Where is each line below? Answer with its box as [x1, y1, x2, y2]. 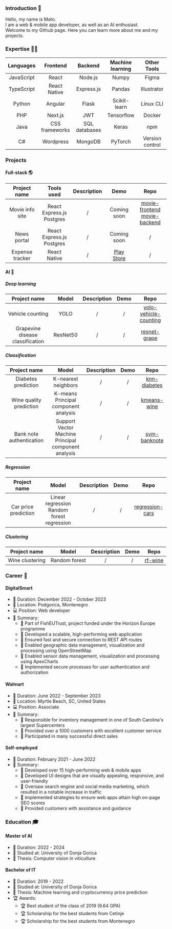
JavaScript [8, 74, 35, 81]
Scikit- [112, 97, 130, 104]
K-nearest [53, 375, 78, 383]
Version [143, 134, 162, 142]
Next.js [47, 111, 64, 118]
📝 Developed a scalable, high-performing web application [20, 631, 142, 638]
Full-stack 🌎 [5, 169, 33, 176]
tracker [13, 254, 31, 262]
